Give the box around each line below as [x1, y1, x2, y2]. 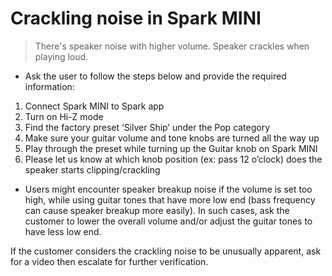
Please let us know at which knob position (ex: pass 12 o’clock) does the [24, 153, 323, 165]
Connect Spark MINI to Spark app [24, 100, 165, 112]
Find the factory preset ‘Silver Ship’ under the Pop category [24, 121, 271, 133]
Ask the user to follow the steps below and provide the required [24, 70, 287, 82]
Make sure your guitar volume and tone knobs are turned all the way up [24, 132, 320, 144]
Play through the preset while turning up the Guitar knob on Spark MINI [24, 142, 318, 154]
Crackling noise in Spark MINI [10, 7, 262, 30]
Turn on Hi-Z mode [24, 110, 104, 122]
